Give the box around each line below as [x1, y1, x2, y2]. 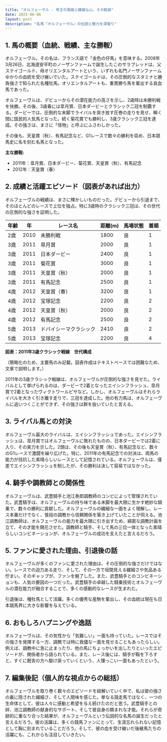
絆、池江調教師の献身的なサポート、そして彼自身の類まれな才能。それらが [5, 707, 158, 713]
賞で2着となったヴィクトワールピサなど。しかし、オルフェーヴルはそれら [5, 388, 156, 395]
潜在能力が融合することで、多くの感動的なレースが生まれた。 [13, 586, 141, 592]
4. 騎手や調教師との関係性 [5, 479, 85, 487]
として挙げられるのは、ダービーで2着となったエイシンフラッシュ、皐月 [13, 382, 161, 388]
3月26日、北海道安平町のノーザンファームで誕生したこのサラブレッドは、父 [5, 61, 162, 67]
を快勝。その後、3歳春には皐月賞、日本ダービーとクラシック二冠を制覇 [5, 103, 152, 109]
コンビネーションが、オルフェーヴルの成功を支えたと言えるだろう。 [18, 530, 158, 536]
